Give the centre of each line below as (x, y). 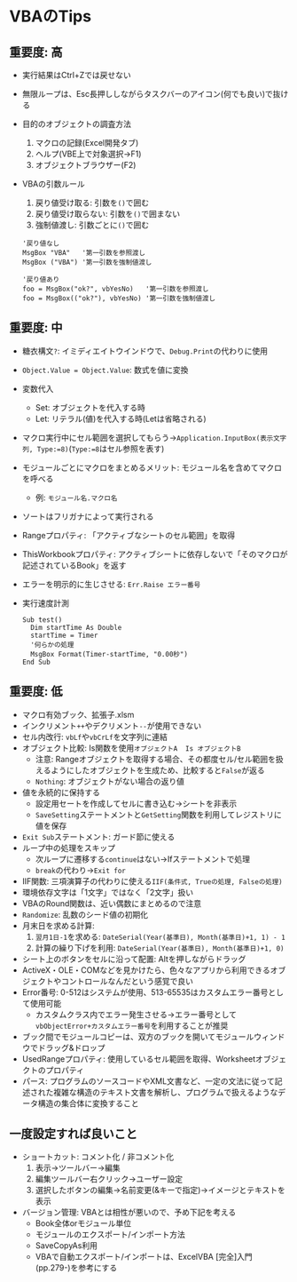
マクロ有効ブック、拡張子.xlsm (78, 714)
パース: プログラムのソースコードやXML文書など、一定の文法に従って (148, 1081)
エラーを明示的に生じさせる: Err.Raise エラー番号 (111, 584)
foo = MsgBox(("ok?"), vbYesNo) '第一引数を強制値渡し (118, 299)
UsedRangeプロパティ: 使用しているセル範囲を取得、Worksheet (139, 1059)
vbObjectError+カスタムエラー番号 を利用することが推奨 (132, 1025)
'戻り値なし (41, 243)
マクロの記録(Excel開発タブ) (87, 143)
